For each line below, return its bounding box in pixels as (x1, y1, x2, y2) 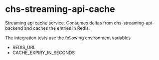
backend (5, 25, 23, 31)
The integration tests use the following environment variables (5, 35, 131, 41)
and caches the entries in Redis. (24, 25, 90, 31)
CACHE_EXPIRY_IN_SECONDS (12, 50, 75, 56)
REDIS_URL (12, 44, 36, 50)
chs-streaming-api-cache (5, 3, 116, 15)
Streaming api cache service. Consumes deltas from (5, 20, 113, 26)
